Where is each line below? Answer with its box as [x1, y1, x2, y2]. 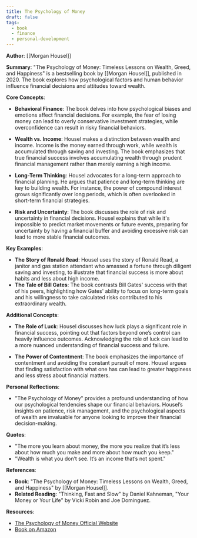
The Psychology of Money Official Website [14, 520, 119, 526]
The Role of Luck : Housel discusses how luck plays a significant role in [14, 323, 187, 330]
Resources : [6, 508, 35, 515]
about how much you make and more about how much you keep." [14, 449, 175, 456]
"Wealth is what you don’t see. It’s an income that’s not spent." [14, 455, 166, 462]
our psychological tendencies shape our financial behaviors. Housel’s [14, 401, 183, 408]
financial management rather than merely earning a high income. [14, 160, 172, 167]
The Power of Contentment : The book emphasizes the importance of [14, 353, 184, 360]
